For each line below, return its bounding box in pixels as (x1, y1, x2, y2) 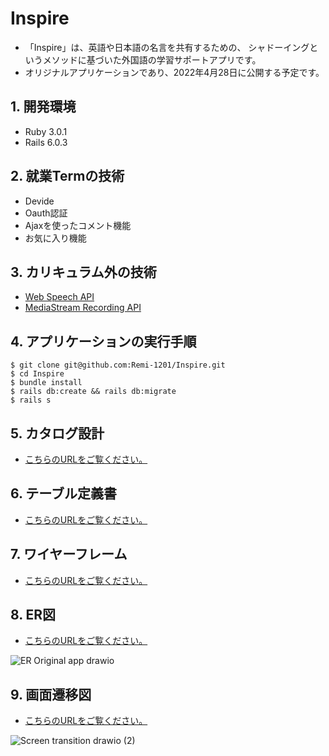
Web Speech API (24, 291, 95, 303)
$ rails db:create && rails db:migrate (10, 387, 177, 397)
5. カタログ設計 (10, 425, 105, 442)
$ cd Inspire (10, 369, 65, 379)
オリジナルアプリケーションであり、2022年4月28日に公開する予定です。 (24, 66, 325, 78)
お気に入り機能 (24, 232, 87, 244)
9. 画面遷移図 (10, 686, 92, 703)
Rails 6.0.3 (24, 136, 68, 148)
